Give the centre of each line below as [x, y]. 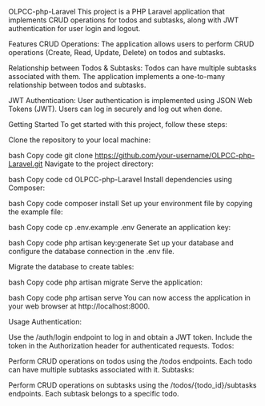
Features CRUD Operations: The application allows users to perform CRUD [131, 44]
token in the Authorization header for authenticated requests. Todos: [121, 346]
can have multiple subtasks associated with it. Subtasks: [101, 370]
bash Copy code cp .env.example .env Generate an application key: [120, 227]
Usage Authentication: [45, 322]
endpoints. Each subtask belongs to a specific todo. [94, 394]
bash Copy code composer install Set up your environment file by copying [130, 203]
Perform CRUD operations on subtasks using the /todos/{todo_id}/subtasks [132, 385]
